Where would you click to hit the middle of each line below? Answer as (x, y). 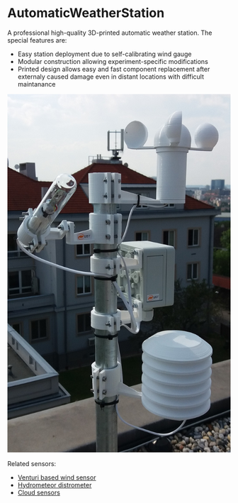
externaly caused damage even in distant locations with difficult (110, 77)
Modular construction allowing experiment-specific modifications (113, 61)
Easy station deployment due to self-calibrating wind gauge (104, 54)
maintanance (36, 84)
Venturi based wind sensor (57, 477)
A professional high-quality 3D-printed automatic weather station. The (110, 33)
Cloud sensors (39, 492)
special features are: (37, 40)
